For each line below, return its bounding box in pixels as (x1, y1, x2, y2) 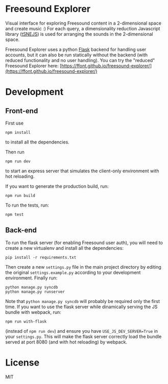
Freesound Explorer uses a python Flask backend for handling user (5, 46, 147, 52)
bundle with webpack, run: (5, 309, 61, 315)
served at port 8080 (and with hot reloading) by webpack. (5, 339, 128, 345)
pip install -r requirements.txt (5, 255, 77, 260)
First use (5, 120, 24, 126)
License (5, 357, 40, 368)
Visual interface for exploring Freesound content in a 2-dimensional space (5, 20, 162, 26)
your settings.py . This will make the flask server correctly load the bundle (5, 333, 162, 339)
